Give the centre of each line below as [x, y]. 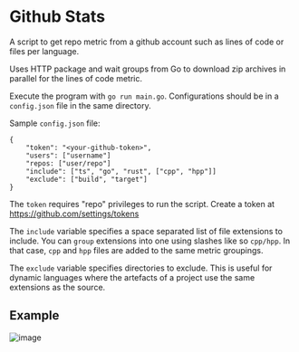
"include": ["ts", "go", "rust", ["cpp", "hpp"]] [121, 171]
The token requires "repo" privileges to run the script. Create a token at [142, 204]
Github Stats [58, 17]
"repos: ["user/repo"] [68, 163]
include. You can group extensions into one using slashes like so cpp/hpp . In [150, 241]
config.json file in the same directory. [80, 105]
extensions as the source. [58, 287]
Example [34, 315]
